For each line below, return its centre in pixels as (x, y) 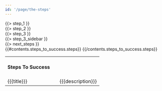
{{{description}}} (78, 81)
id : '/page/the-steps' (28, 9)
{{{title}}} (18, 81)
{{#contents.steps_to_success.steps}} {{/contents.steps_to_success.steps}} (81, 49)
